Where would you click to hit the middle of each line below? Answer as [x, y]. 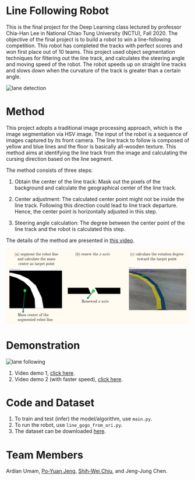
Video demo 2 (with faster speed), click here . [69, 379]
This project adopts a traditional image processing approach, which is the [94, 127]
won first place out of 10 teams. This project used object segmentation [91, 51]
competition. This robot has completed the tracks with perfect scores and [94, 46]
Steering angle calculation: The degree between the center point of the [100, 223]
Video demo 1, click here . [45, 373]
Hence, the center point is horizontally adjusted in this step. [86, 211]
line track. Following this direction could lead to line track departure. [96, 205]
